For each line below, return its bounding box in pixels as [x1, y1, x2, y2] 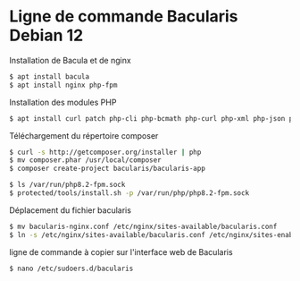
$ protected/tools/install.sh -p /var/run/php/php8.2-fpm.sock [9, 189, 250, 198]
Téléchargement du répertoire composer [9, 130, 159, 140]
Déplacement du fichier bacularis [9, 204, 132, 216]
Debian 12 [9, 25, 84, 46]
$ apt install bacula [9, 72, 90, 81]
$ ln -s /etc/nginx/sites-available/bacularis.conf [9, 230, 205, 239]
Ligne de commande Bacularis [9, 6, 238, 27]
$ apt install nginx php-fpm [9, 81, 118, 89]
